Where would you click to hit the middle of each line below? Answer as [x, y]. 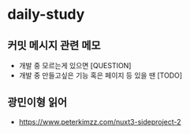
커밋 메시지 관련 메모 [54, 45]
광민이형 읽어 [37, 102]
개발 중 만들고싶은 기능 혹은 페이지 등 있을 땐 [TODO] [101, 75]
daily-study [46, 14]
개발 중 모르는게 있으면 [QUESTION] [75, 65]
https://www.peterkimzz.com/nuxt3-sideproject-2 [100, 121]
